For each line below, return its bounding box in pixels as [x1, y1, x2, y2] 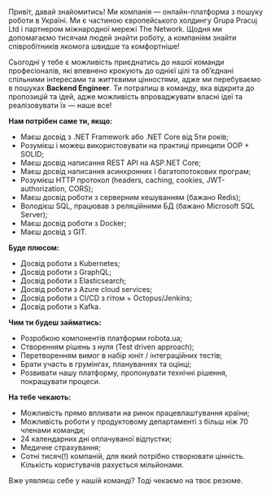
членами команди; [20, 425, 85, 434]
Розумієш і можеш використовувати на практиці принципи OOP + [20, 141, 250, 150]
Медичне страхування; [20, 443, 101, 452]
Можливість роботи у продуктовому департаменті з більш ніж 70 [20, 417, 248, 426]
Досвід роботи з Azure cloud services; [20, 285, 153, 294]
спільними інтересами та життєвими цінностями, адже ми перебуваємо [8, 75, 261, 84]
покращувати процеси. [20, 377, 101, 386]
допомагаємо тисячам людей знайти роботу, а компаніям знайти [8, 33, 237, 42]
